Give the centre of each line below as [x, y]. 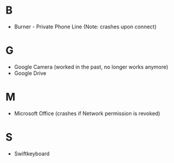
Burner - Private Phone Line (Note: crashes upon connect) [85, 27]
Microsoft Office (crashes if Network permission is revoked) [87, 113]
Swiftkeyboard [32, 154]
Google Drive [30, 73]
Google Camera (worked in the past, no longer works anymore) [91, 67]
